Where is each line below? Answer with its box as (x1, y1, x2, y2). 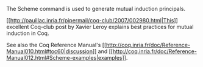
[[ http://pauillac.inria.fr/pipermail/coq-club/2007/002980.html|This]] (6, 17, 178, 24)
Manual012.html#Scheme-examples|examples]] (6, 54, 127, 61)
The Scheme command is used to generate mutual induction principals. (6, 5, 186, 12)
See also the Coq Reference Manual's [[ (6, 42, 107, 48)
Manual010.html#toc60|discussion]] (6, 48, 97, 55)
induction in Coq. (6, 30, 49, 37)
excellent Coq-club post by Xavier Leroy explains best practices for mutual (6, 24, 194, 30)
